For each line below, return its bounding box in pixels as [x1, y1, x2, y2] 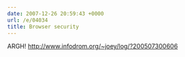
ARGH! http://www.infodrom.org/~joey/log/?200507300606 [7, 42, 179, 51]
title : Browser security [7, 23, 79, 30]
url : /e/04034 [7, 17, 49, 24]
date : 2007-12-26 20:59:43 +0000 [7, 10, 104, 17]
